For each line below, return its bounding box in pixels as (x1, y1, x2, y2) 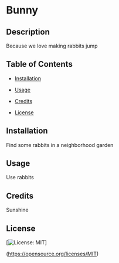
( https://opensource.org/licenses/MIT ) (6, 250, 99, 258)
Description (6, 27, 50, 37)
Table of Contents (6, 59, 73, 69)
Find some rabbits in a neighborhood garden (6, 141, 114, 148)
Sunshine (6, 206, 29, 214)
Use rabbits (6, 174, 34, 181)
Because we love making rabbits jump (6, 42, 98, 49)
